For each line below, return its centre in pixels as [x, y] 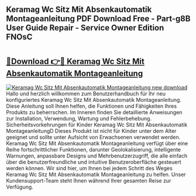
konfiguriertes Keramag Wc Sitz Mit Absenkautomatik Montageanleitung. [94, 100]
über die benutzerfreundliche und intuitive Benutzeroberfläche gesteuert [94, 162]
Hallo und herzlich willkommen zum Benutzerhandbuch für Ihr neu [86, 94]
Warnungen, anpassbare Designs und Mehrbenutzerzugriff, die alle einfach [97, 156]
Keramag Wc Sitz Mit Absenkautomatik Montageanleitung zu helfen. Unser [96, 174]
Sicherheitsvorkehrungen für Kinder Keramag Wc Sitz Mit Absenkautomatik [97, 125]
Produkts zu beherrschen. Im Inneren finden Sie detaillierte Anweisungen [94, 112]
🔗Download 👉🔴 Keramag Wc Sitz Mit [75, 61]
